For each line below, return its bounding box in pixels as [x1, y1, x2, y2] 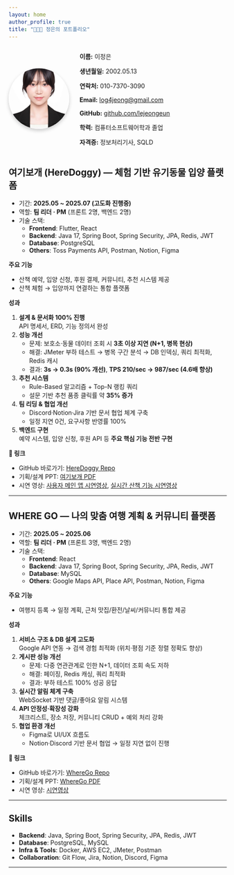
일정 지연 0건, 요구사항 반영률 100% [28, 417, 127, 426]
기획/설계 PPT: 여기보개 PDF [18, 473, 96, 481]
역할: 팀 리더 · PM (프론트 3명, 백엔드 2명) [18, 539, 132, 546]
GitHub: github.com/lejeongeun [80, 109, 170, 118]
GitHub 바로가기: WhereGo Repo [18, 768, 110, 777]
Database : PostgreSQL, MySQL [18, 838, 109, 847]
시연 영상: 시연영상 [18, 786, 69, 794]
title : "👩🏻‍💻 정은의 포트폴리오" [8, 26, 90, 33]
